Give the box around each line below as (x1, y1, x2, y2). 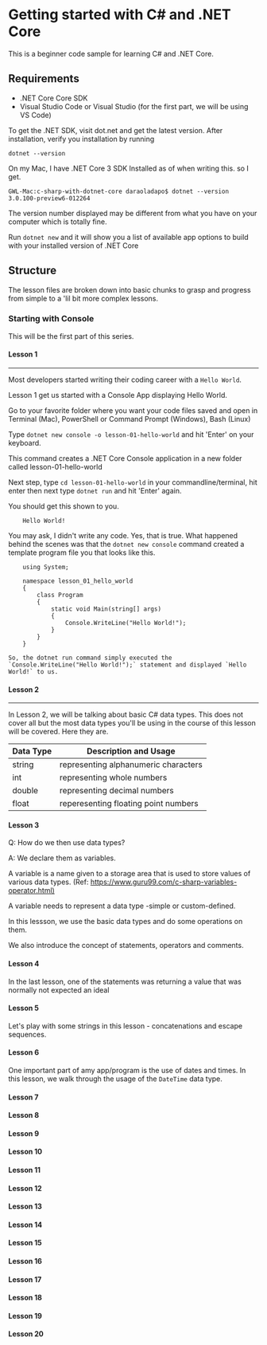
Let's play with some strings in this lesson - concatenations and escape (8, 1021, 243, 1030)
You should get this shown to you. (8, 501, 119, 511)
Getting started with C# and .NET (8, 6, 232, 24)
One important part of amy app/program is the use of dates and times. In (8, 1066, 246, 1076)
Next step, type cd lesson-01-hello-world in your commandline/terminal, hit (8, 478, 257, 487)
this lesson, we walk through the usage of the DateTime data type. (8, 1074, 222, 1083)
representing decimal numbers (59, 785, 174, 796)
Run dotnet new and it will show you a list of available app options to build (8, 232, 249, 242)
